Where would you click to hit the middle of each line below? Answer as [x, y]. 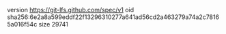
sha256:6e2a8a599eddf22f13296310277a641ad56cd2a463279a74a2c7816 [113, 17]
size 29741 [53, 24]
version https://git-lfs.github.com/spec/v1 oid [71, 10]
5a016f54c [22, 24]
